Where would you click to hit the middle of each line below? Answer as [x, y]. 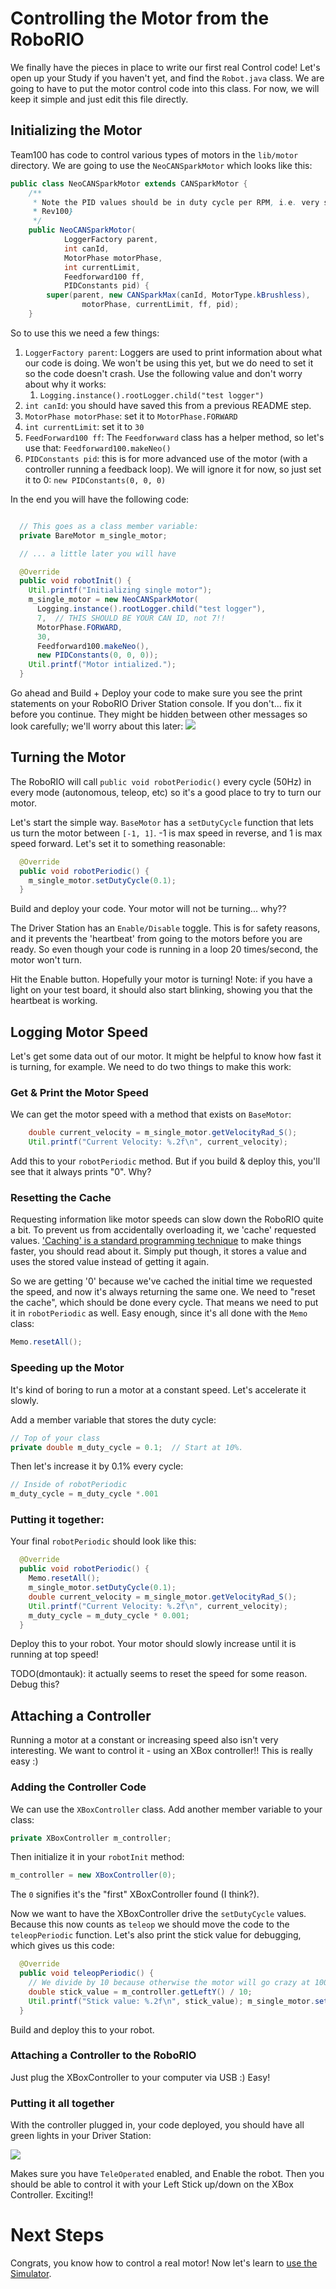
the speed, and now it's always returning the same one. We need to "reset [163, 1292]
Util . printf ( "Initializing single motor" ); [120, 590]
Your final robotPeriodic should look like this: [103, 1541]
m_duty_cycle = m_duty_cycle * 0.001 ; [109, 1615]
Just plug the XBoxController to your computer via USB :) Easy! [140, 2077]
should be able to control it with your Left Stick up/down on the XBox [152, 2184]
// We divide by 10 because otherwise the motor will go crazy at [169, 1983]
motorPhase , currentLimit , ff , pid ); [160, 305]
